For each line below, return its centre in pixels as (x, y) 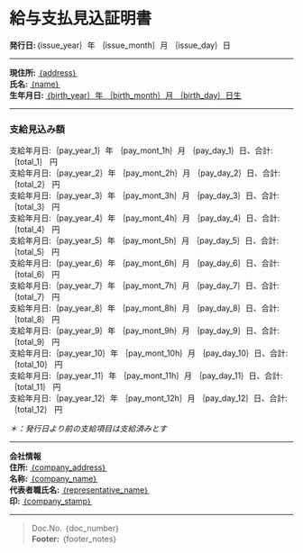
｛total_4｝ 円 (35, 230)
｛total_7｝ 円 (35, 297)
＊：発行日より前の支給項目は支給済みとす (88, 429)
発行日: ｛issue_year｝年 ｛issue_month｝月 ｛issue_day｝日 (120, 45)
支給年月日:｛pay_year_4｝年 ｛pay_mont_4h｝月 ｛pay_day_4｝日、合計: (145, 218)
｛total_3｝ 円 (35, 207)
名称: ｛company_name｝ (54, 479)
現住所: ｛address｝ (44, 72)
